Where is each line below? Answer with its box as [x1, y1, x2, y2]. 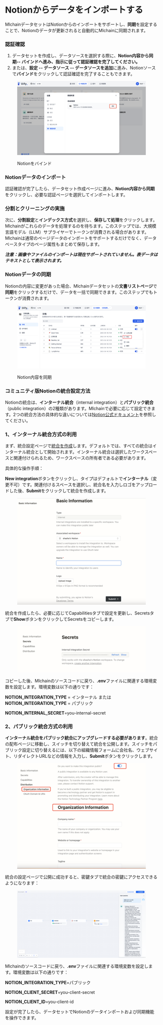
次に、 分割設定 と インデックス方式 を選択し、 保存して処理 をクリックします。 [5, 217, 158, 223]
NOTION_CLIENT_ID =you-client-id [5, 999, 74, 1005]
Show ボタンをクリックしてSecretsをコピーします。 [14, 616, 116, 622]
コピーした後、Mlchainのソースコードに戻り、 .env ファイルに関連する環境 [5, 678, 153, 683]
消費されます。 [21, 295, 52, 301]
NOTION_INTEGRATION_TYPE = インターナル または [5, 694, 112, 700]
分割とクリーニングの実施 [5, 205, 65, 212]
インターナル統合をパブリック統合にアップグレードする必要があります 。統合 [5, 735, 158, 741]
